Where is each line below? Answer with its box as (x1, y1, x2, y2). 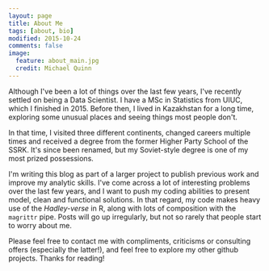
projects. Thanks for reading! (8, 253, 105, 263)
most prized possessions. (8, 153, 95, 163)
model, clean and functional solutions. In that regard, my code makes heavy (8, 194, 261, 204)
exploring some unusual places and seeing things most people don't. (8, 112, 238, 122)
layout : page (8, 11, 53, 20)
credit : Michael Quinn (15, 65, 92, 73)
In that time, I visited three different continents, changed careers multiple (8, 127, 251, 137)
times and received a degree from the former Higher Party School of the (8, 136, 249, 146)
